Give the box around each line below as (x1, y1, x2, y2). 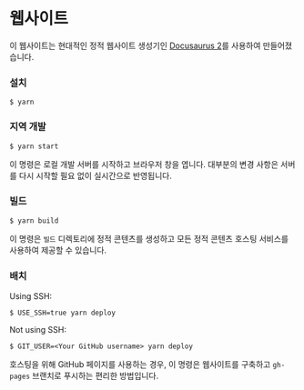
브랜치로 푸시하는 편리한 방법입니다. (31, 370, 159, 382)
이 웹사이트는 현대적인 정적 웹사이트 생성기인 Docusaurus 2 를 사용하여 (9, 40, 261, 51)
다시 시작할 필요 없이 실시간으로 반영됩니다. (18, 170, 173, 181)
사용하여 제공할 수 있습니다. (9, 245, 107, 255)
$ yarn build (9, 215, 59, 225)
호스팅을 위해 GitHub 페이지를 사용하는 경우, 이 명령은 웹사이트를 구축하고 (9, 359, 271, 370)
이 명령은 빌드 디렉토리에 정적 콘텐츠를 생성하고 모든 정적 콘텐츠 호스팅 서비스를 (9, 233, 289, 244)
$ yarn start (9, 142, 59, 151)
